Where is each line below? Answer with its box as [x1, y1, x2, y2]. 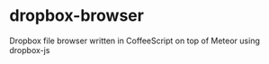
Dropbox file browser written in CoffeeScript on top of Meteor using [9, 35, 261, 46]
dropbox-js [9, 44, 50, 55]
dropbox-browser [9, 5, 144, 26]
